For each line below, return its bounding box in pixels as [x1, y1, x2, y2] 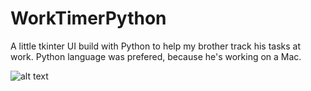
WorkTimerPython [10, 7, 167, 30]
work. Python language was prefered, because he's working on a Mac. [10, 50, 302, 62]
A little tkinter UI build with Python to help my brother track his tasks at [10, 40, 302, 52]
